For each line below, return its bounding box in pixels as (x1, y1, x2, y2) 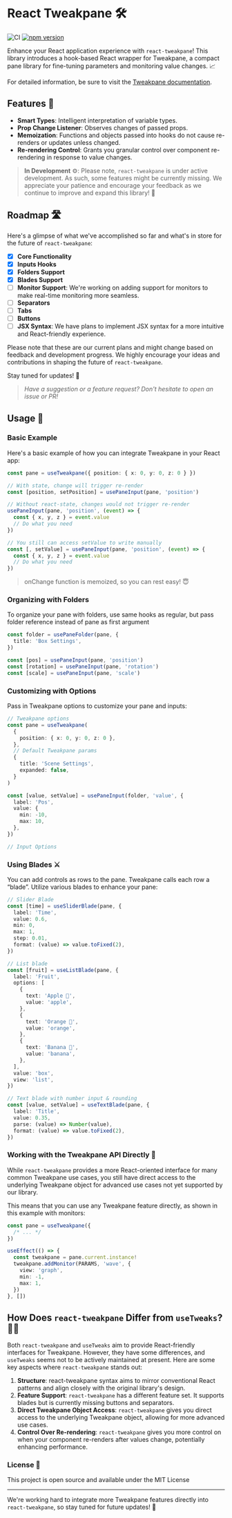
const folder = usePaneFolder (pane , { (7, 631, 119, 638)
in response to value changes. (46, 153, 133, 161)
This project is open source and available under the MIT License (7, 1476, 190, 1484)
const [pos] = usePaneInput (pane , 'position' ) (7, 657, 144, 664)
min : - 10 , (19, 811, 48, 818)
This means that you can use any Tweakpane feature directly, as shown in (7, 1201, 218, 1210)
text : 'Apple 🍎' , (25, 992, 76, 1000)
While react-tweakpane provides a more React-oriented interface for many (7, 1165, 217, 1174)
